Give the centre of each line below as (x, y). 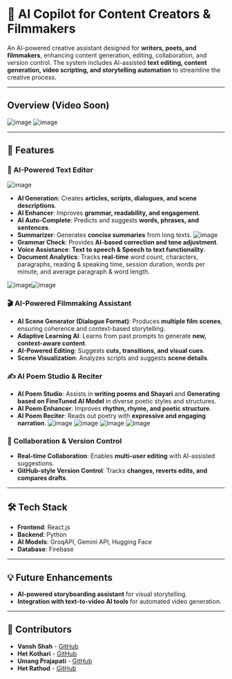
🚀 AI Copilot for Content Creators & (109, 14)
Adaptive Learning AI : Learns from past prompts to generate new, (112, 336)
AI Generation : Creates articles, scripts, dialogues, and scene (107, 198)
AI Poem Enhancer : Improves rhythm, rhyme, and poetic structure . (114, 409)
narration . (32, 423)
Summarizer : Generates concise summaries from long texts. (104, 235)
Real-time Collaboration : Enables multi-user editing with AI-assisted (116, 456)
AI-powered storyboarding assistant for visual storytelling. (102, 594)
